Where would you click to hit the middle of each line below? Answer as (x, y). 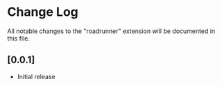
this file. (18, 38)
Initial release (36, 76)
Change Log (43, 12)
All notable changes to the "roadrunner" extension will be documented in (111, 31)
